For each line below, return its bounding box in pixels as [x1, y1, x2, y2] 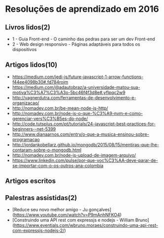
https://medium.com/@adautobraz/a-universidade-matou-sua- [12, 84, 140, 90]
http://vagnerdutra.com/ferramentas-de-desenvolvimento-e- [12, 94, 136, 100]
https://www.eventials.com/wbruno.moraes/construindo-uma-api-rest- [14, 222, 159, 228]
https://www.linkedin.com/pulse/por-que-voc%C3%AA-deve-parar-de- [12, 157, 159, 163]
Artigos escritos [5, 177, 56, 185]
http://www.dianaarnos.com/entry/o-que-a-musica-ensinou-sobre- [12, 131, 149, 137]
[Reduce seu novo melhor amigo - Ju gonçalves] [12, 207, 112, 212]
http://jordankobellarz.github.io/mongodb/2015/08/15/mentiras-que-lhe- [12, 142, 159, 148]
